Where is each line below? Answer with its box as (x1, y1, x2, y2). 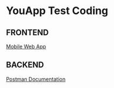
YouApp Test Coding (6, 4, 108, 18)
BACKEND (6, 60, 44, 70)
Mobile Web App (6, 43, 47, 50)
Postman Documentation (6, 75, 66, 83)
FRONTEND (6, 28, 49, 38)
